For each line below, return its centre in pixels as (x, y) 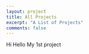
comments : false (26, 28)
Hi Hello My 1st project (34, 45)
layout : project (26, 11)
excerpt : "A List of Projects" (45, 22)
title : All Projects (32, 17)
